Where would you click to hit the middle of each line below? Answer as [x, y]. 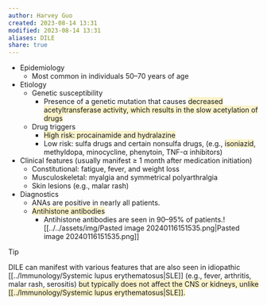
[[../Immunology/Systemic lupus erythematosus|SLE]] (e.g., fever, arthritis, [130, 276]
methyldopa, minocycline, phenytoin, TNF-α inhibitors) [133, 152]
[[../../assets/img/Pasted [83, 228]
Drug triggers [54, 127]
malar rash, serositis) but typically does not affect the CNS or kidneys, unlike [133, 284]
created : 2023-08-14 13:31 [53, 23]
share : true [28, 45]
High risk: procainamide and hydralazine [110, 135]
